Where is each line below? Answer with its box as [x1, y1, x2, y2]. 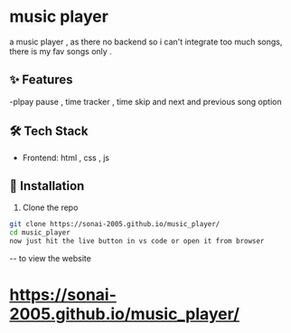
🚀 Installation [9, 178, 85, 194]
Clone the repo [22, 202, 79, 214]
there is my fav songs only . [9, 45, 113, 56]
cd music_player [9, 228, 70, 237]
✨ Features [9, 72, 73, 88]
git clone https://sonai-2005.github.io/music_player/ [9, 220, 221, 229]
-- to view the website [9, 253, 92, 263]
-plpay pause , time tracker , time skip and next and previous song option [9, 96, 282, 107]
